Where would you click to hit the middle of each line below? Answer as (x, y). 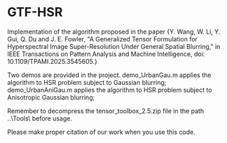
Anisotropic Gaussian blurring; (51, 97)
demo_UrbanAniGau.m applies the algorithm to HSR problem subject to (110, 90)
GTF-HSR (35, 12)
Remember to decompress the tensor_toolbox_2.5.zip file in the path (106, 111)
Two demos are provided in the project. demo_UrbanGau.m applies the (109, 75)
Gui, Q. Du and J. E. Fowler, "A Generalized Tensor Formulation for (103, 39)
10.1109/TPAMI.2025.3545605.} (53, 61)
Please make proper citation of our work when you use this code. (101, 132)
